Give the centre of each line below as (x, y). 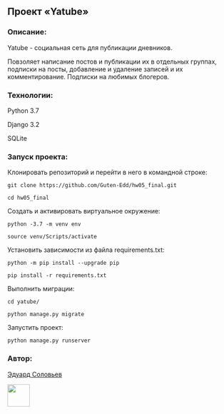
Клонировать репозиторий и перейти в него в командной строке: (107, 172)
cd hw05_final (29, 198)
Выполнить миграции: (41, 289)
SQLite (17, 138)
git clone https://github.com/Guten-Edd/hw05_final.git (92, 186)
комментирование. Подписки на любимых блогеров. (88, 76)
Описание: (27, 32)
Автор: (20, 358)
